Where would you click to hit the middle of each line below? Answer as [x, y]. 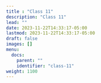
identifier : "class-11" [46, 66]
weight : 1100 [22, 71]
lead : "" [17, 22]
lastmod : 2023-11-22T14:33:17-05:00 [50, 33]
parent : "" [30, 60]
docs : [18, 55]
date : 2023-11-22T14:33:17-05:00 [47, 28]
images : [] [19, 44]
